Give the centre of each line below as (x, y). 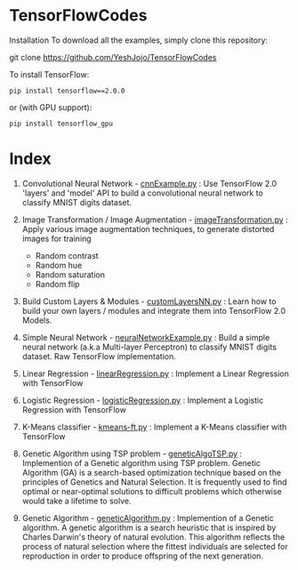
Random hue (59, 265)
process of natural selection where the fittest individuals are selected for (155, 546)
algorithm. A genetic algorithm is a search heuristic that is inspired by (149, 527)
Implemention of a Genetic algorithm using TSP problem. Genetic (141, 462)
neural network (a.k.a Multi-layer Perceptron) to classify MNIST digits (149, 347)
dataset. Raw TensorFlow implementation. (99, 356)
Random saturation (70, 274)
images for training (56, 238)
